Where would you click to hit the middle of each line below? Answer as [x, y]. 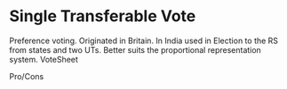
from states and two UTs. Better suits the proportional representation [136, 49]
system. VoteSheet [44, 59]
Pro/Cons [27, 76]
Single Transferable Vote [103, 16]
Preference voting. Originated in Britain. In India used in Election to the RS [143, 41]
